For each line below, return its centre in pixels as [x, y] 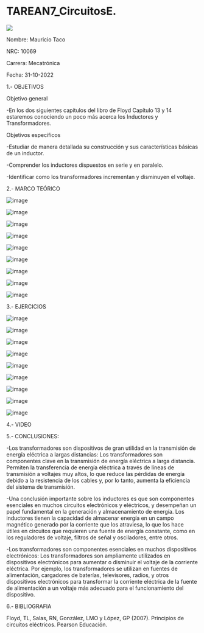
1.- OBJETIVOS [25, 86]
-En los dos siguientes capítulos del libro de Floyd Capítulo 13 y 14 [89, 110]
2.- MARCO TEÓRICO [33, 188]
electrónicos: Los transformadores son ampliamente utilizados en [88, 556]
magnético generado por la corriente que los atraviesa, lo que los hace [95, 524]
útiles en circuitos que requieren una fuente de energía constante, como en [101, 531]
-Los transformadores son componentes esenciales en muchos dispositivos [101, 549]
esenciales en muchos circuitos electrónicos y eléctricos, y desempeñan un [101, 505]
